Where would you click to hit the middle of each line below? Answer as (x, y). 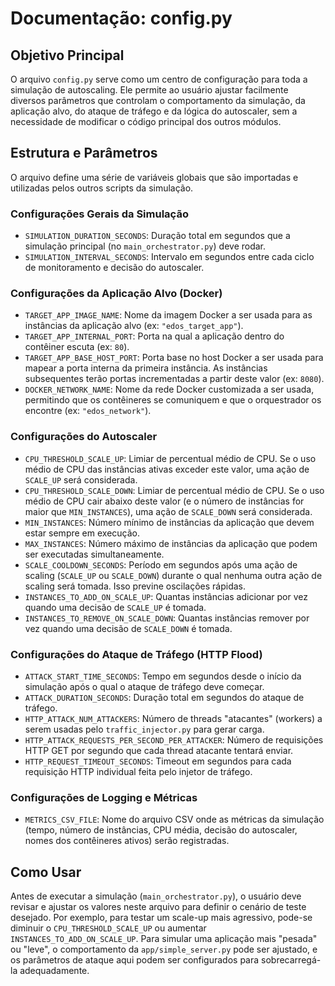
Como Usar (46, 872)
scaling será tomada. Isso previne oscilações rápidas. (135, 586)
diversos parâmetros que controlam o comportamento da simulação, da (158, 100)
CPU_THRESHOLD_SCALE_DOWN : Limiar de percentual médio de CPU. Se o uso (174, 490)
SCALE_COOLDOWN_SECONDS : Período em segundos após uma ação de (161, 564)
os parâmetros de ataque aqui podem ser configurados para (135, 960)
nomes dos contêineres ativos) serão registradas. (127, 841)
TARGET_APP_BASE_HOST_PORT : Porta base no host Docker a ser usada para (174, 358)
